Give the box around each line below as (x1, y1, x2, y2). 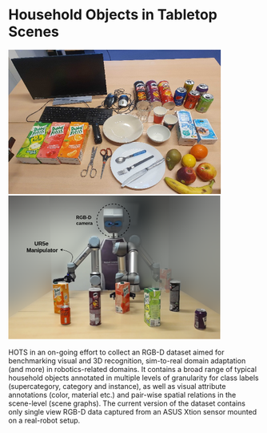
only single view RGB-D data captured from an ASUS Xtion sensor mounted (8, 407, 257, 417)
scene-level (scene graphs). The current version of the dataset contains (8, 399, 246, 408)
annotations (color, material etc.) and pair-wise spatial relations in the (8, 391, 237, 400)
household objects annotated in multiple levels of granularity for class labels (8, 373, 259, 382)
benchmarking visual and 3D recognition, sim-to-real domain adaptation (8, 356, 246, 366)
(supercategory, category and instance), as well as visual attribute (8, 382, 226, 391)
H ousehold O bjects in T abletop (8, 6, 217, 24)
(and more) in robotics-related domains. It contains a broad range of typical (8, 365, 257, 374)
